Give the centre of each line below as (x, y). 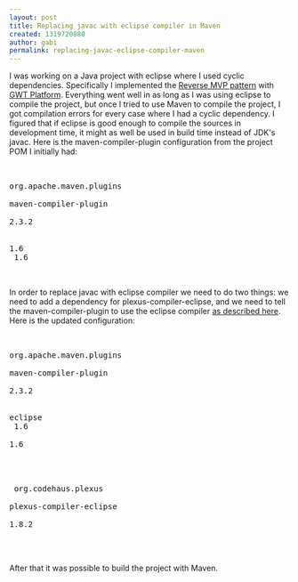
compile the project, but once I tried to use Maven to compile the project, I (145, 104)
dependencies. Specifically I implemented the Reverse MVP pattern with (141, 85)
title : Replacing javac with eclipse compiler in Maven (115, 26)
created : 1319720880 (48, 34)
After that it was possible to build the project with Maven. (114, 568)
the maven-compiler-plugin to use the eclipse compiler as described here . (145, 311)
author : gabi (33, 42)
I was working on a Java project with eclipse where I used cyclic (127, 76)
